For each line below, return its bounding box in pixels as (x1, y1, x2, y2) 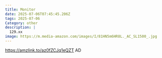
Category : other (5, 20, 38, 26)
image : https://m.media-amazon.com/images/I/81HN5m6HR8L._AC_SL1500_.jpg (5, 34, 158, 39)
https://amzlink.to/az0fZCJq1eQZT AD (5, 47, 81, 53)
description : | (5, 25, 36, 30)
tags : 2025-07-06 (5, 16, 40, 21)
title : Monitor (5, 7, 36, 12)
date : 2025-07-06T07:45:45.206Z (5, 12, 70, 16)
